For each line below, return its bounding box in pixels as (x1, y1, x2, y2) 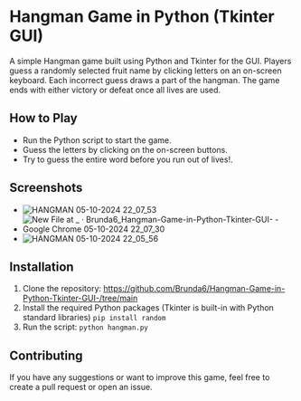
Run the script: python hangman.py (22, 321, 149, 332)
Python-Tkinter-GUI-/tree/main (22, 292, 138, 304)
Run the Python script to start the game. (22, 134, 172, 146)
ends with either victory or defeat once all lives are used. (9, 84, 221, 95)
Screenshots (9, 180, 83, 196)
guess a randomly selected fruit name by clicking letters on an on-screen (9, 65, 282, 76)
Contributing (9, 348, 83, 363)
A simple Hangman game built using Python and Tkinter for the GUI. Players (9, 55, 292, 66)
